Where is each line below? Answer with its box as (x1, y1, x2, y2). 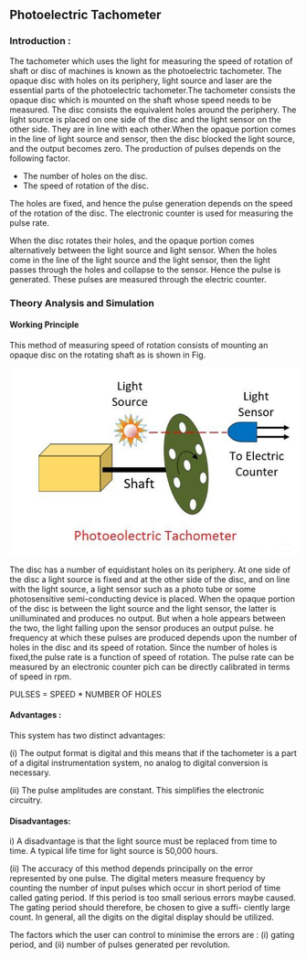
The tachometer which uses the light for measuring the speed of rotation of (9, 55, 293, 67)
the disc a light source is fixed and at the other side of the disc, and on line (9, 573, 290, 584)
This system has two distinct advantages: (9, 730, 166, 741)
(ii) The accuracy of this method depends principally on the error (9, 863, 254, 874)
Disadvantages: (9, 815, 71, 826)
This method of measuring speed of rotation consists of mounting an (9, 339, 269, 350)
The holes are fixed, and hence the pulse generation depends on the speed (9, 197, 293, 208)
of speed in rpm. (9, 671, 72, 682)
